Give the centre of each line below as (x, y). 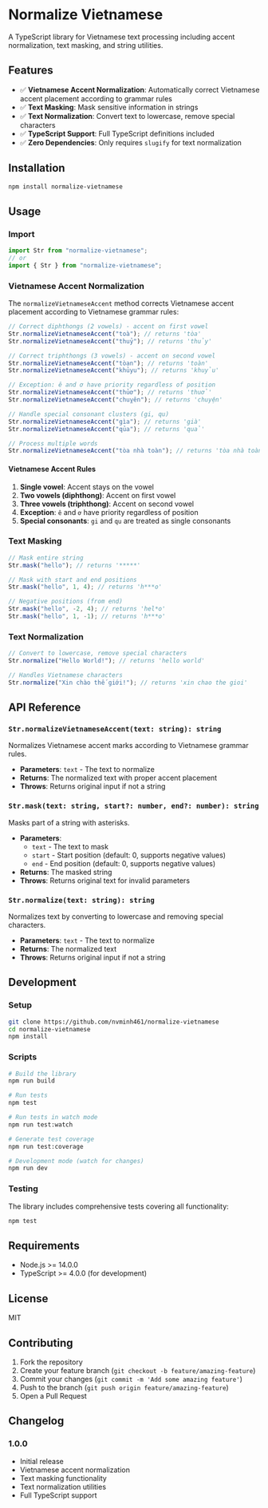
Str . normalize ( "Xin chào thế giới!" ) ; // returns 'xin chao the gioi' (128, 683)
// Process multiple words (53, 443)
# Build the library (43, 1074)
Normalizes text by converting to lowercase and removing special (116, 916)
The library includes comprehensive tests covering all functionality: (118, 1206)
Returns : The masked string (66, 872)
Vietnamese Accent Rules (52, 469)
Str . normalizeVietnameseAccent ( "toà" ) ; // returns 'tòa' (105, 334)
